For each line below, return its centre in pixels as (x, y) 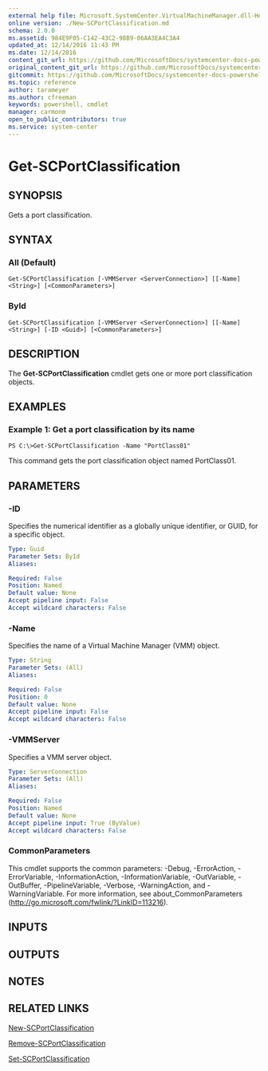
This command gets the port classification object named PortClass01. (122, 461)
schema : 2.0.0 (32, 30)
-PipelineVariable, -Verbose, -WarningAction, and (124, 885)
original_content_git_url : (53, 68)
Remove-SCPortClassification (57, 1043)
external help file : (43, 16)
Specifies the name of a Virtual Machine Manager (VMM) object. (114, 646)
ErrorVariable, (31, 876)
